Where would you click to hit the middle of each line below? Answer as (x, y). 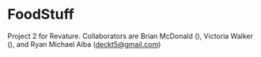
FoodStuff (41, 14)
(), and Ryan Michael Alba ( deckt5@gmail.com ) (84, 44)
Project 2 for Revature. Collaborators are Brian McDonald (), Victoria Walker (130, 36)
